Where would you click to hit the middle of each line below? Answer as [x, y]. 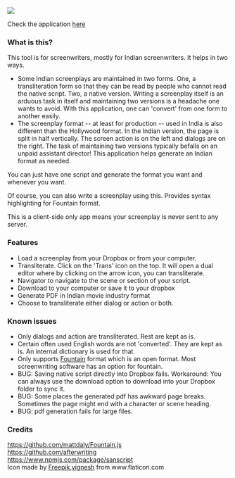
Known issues [32, 321]
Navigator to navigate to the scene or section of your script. [104, 280]
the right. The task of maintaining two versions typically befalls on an [118, 146]
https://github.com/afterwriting [52, 452]
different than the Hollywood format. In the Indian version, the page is [118, 131]
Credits [20, 429]
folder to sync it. [41, 389]
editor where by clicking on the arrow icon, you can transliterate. [111, 273]
